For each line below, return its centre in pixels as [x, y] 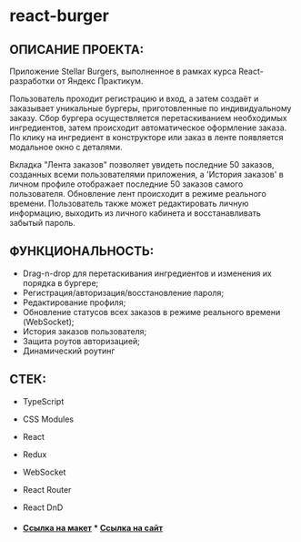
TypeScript [43, 401]
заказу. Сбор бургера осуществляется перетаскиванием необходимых [149, 118]
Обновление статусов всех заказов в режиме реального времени [151, 312]
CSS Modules [48, 419]
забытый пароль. [42, 223]
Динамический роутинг [69, 351]
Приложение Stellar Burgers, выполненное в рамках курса [123, 71]
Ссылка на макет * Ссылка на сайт [93, 528]
